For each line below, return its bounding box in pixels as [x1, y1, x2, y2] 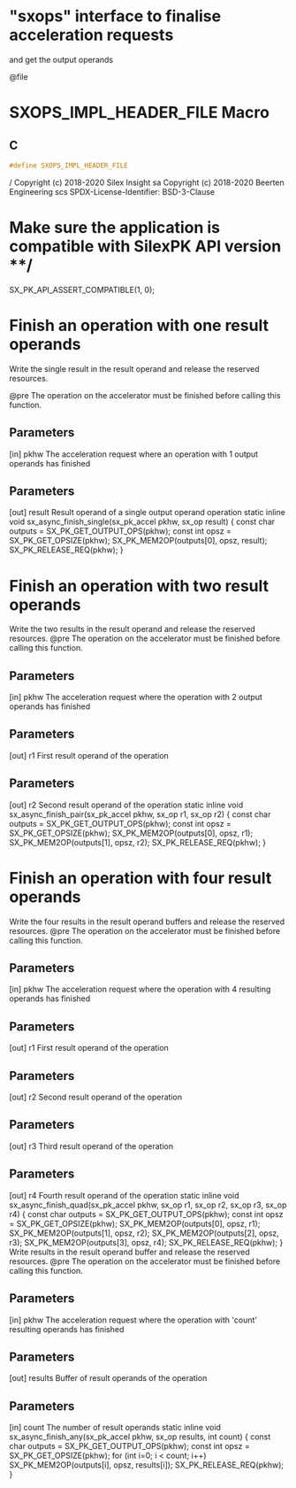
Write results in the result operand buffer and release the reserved [9, 1246, 250, 1257]
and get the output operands [9, 54, 113, 65]
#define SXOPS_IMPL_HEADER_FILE [9, 161, 128, 170]
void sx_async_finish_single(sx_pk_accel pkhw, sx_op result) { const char [9, 516, 276, 528]
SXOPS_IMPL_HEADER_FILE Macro [9, 103, 269, 123]
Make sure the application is [9, 218, 221, 237]
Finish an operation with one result [9, 315, 269, 335]
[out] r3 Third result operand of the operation [9, 1140, 174, 1152]
